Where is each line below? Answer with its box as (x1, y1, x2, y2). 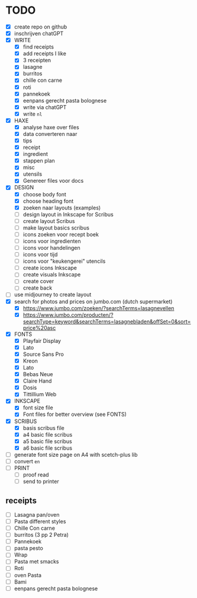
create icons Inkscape (22, 265, 77, 272)
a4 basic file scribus (22, 431, 73, 438)
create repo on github (14, 23, 67, 30)
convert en (14, 457, 40, 465)
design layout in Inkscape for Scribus (22, 211, 114, 218)
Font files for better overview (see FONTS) (22, 411, 127, 418)
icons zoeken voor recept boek (22, 231, 99, 238)
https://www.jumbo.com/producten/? (22, 311, 114, 318)
